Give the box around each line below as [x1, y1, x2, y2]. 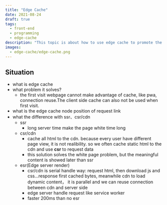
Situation [5, 68, 34, 76]
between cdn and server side [27, 184, 88, 191]
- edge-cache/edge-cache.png [9, 49, 70, 54]
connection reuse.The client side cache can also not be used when [19, 97, 158, 104]
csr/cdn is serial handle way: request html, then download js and [27, 168, 160, 174]
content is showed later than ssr [27, 157, 93, 163]
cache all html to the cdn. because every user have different [27, 136, 151, 142]
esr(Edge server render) [19, 162, 70, 168]
